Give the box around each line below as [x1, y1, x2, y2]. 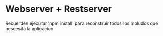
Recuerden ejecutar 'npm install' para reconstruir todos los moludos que [5, 20, 158, 26]
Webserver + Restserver [5, 3, 112, 15]
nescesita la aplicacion [5, 25, 54, 31]
